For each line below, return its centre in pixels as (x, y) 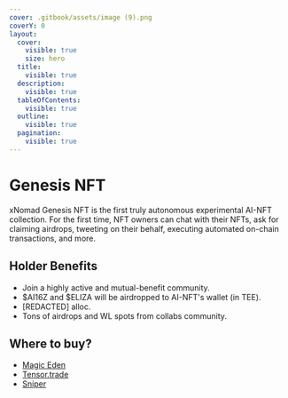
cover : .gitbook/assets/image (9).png (81, 17)
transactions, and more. (52, 238)
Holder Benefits (54, 266)
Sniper (34, 384)
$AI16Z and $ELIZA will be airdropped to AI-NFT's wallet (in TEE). (141, 297)
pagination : (39, 133)
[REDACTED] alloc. (56, 306)
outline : (33, 116)
